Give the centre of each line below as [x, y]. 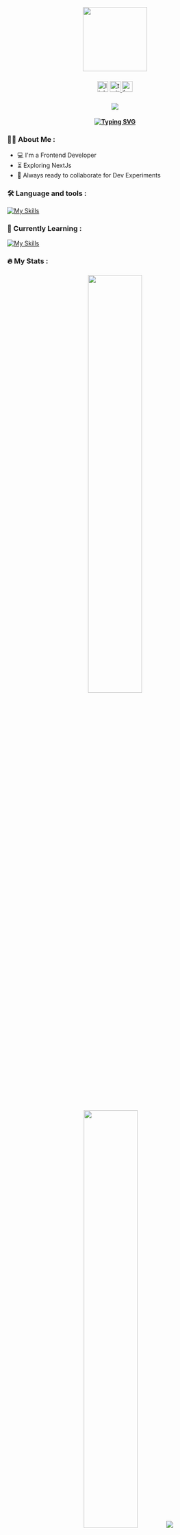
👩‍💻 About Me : [31, 140]
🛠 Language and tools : [47, 193]
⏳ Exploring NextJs [44, 165]
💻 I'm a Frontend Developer [57, 155]
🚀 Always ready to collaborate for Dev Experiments [89, 175]
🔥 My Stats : [28, 261]
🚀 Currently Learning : [44, 228]
